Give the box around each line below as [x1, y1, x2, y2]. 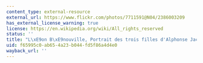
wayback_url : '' [6, 48, 47, 54]
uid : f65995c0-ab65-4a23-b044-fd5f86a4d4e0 [6, 43, 118, 49]
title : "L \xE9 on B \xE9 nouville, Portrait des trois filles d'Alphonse [6, 37, 188, 43]
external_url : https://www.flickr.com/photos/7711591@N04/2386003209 [6, 14, 185, 20]
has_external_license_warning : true [6, 20, 98, 26]
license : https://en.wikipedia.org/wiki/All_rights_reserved [6, 25, 164, 32]
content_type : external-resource [6, 8, 91, 15]
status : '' [6, 31, 34, 37]
